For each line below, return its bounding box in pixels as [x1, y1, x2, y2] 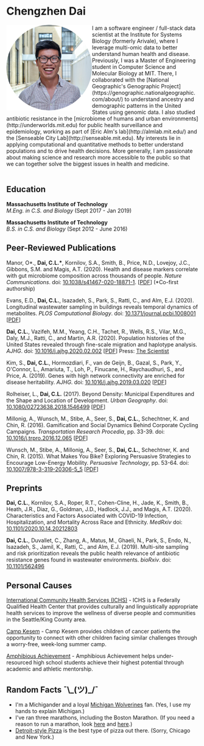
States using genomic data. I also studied [92, 108, 195, 116]
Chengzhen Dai [6, 4, 86, 18]
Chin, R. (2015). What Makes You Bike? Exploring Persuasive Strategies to [6, 452, 191, 460]
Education [6, 184, 46, 195]
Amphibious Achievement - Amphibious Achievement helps [6, 652, 155, 660]
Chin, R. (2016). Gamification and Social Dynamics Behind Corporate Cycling [6, 421, 199, 428]
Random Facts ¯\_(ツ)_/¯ [6, 685, 99, 695]
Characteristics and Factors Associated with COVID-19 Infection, [6, 512, 169, 520]
